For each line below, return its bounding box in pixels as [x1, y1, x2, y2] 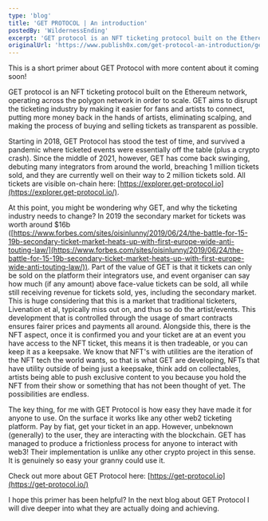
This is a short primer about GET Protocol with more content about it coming [8, 63, 259, 73]
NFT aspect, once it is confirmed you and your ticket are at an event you [8, 330, 246, 340]
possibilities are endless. [8, 389, 89, 399]
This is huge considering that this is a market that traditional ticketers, [8, 296, 238, 306]
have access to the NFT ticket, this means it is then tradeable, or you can [8, 338, 249, 348]
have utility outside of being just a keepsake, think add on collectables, [8, 364, 241, 373]
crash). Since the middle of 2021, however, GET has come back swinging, [8, 153, 250, 164]
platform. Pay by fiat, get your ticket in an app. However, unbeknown [8, 422, 234, 432]
